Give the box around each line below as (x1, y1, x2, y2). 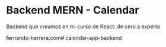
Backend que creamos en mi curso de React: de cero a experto (6, 23, 161, 30)
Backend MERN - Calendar (6, 4, 139, 17)
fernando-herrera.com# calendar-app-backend (6, 34, 122, 41)
